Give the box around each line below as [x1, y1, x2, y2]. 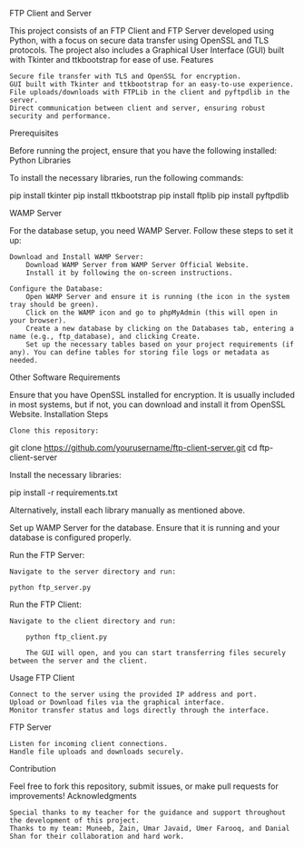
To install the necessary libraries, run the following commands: [9, 173, 244, 183]
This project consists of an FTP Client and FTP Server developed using [9, 25, 275, 35]
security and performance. [9, 112, 112, 121]
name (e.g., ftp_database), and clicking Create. [9, 332, 201, 341]
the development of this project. [9, 816, 141, 825]
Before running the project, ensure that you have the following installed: [9, 145, 278, 155]
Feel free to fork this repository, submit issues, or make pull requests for [9, 781, 279, 792]
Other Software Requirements [9, 372, 121, 383]
